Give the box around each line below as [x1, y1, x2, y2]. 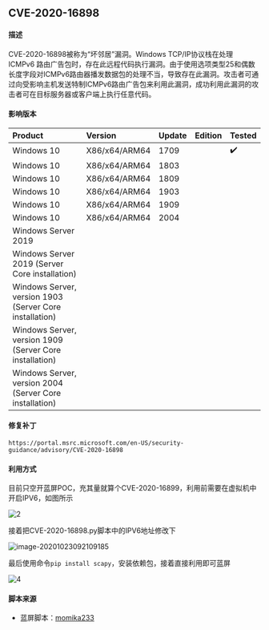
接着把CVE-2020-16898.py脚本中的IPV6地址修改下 [8, 526, 176, 535]
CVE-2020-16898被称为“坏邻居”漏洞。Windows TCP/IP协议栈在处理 [8, 49, 234, 59]
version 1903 [12, 291, 64, 302]
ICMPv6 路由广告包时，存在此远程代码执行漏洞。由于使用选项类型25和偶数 [8, 59, 255, 69]
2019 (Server [12, 258, 64, 269]
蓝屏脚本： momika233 [19, 613, 94, 623]
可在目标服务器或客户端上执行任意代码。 [22, 89, 156, 99]
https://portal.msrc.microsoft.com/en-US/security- [8, 439, 184, 447]
